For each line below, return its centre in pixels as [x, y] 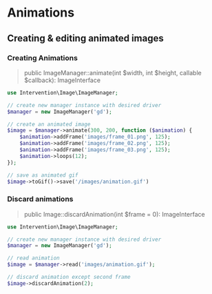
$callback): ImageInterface [62, 80]
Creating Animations [42, 58]
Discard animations [40, 199]
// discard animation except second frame [69, 277]
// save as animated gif [43, 175]
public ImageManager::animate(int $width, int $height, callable [113, 72]
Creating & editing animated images [85, 38]
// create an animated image [49, 124]
